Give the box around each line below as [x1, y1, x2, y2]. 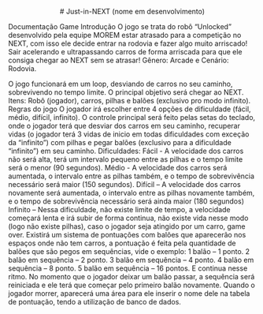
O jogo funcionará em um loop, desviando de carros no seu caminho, [8, 79, 233, 88]
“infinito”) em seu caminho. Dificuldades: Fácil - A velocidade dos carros [8, 146, 244, 155]
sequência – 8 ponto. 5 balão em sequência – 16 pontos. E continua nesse [8, 264, 248, 273]
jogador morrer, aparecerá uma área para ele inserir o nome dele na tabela [8, 289, 250, 298]
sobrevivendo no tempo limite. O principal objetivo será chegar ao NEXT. [8, 88, 244, 97]
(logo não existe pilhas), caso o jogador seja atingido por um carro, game [8, 222, 246, 231]
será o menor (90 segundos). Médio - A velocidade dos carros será [8, 163, 228, 172]
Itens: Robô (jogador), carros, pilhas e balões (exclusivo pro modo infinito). [8, 96, 251, 105]
